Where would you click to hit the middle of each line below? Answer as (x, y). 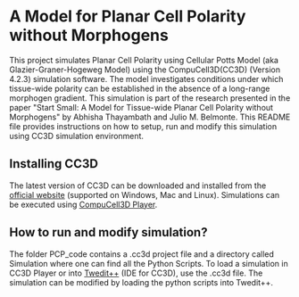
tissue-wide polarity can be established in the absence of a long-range (140, 88)
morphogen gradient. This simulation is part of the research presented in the (150, 98)
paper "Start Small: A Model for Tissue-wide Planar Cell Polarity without (141, 107)
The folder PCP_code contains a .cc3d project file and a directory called (142, 254)
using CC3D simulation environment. (77, 136)
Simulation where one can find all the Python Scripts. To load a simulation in (149, 263)
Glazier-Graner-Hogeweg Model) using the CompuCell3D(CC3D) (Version (145, 70)
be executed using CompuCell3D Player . (83, 204)
